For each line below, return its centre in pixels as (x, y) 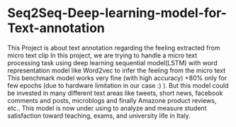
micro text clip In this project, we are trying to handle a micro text (102, 55)
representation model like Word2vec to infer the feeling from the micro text (116, 70)
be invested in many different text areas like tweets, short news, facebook (115, 93)
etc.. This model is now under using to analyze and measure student (107, 108)
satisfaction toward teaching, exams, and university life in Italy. (99, 116)
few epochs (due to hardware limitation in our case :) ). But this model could (118, 85)
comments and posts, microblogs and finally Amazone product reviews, (112, 100)
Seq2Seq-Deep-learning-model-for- (117, 13)
